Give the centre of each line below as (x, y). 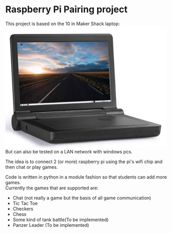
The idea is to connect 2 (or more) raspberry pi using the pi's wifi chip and (84, 161)
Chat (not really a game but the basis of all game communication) (82, 198)
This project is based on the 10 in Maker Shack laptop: (63, 24)
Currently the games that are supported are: (52, 188)
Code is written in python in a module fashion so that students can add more (86, 177)
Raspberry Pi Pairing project (66, 9)
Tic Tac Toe (25, 203)
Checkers (23, 208)
